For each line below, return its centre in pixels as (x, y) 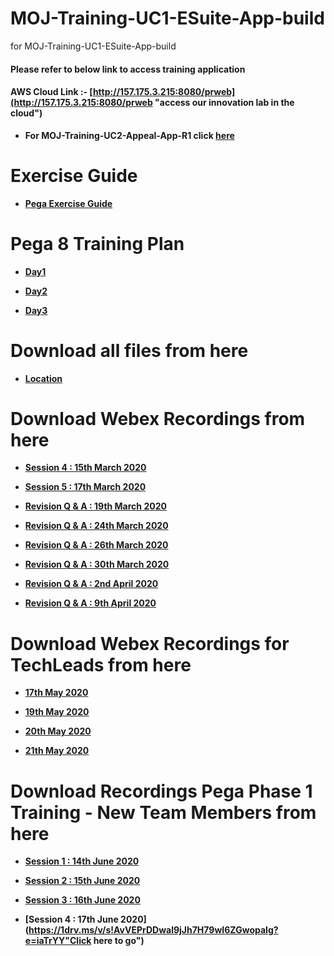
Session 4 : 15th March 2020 (85, 468)
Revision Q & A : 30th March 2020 (97, 564)
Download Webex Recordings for (150, 643)
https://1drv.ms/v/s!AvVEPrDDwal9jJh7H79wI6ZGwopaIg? (153, 930)
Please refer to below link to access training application (128, 69)
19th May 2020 (57, 712)
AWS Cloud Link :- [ (51, 92)
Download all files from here (129, 350)
